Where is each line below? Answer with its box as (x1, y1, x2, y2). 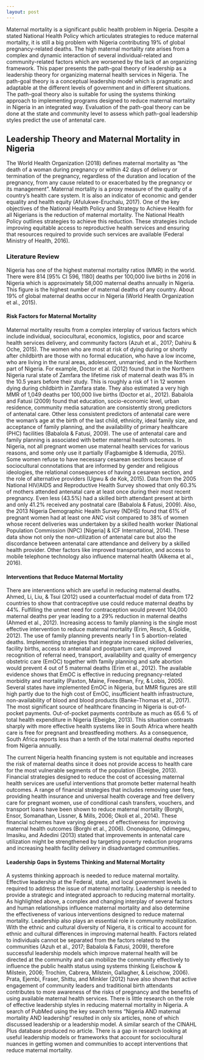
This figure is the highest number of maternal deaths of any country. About (6, 286, 194, 293)
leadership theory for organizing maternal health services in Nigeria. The (6, 71, 189, 78)
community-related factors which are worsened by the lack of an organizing (6, 58, 197, 65)
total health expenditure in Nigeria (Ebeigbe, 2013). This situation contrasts (6, 716, 194, 724)
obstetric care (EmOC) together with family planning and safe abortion (6, 658, 183, 665)
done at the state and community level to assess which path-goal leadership (6, 110, 198, 117)
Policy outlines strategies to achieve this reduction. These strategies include (6, 217, 197, 225)
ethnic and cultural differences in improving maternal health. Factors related (6, 930, 197, 938)
